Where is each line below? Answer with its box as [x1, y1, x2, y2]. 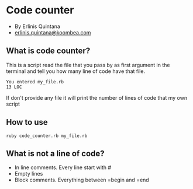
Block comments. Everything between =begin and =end [14, 176, 149, 184]
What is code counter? [6, 46, 91, 56]
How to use [6, 117, 48, 127]
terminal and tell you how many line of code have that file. [6, 68, 145, 75]
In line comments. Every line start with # [14, 164, 112, 171]
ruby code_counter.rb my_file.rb [6, 132, 88, 139]
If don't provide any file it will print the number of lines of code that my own [6, 94, 188, 101]
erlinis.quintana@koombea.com [14, 29, 91, 36]
